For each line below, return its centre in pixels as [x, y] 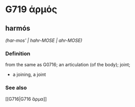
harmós [18, 28]
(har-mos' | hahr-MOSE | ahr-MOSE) [44, 40]
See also [16, 88]
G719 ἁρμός [31, 9]
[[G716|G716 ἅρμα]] [26, 99]
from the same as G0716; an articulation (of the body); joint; [68, 65]
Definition [18, 53]
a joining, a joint [29, 74]
